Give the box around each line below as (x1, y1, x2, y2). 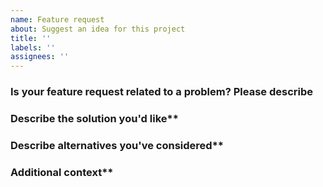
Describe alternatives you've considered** (10, 138, 224, 152)
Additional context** (10, 165, 114, 179)
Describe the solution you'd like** (10, 111, 179, 125)
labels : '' (10, 42, 56, 53)
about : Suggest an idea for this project (10, 24, 186, 34)
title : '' (10, 33, 52, 43)
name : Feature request (10, 14, 105, 25)
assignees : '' (10, 52, 70, 62)
